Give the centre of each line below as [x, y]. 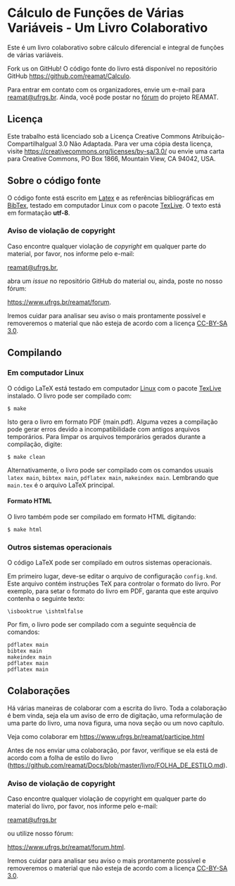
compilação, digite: [35, 444]
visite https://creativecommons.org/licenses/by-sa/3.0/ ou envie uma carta [116, 151]
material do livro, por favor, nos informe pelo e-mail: [83, 806]
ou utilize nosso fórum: [40, 834]
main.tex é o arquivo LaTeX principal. [61, 485]
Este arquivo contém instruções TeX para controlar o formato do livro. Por [114, 584]
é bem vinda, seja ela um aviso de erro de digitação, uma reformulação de [115, 715]
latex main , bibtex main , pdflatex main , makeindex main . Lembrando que [113, 477]
